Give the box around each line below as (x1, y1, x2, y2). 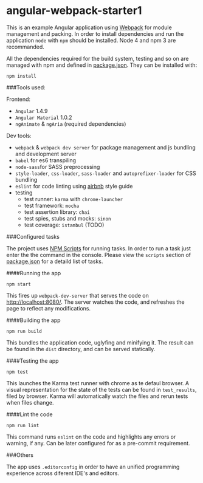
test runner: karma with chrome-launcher (24, 195, 123, 202)
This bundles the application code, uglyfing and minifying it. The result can (6, 338, 194, 346)
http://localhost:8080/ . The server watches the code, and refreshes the (6, 298, 185, 306)
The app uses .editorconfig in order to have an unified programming (6, 463, 180, 470)
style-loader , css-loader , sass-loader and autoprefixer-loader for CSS (15, 170, 196, 177)
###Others (6, 451, 33, 459)
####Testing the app (6, 357, 59, 365)
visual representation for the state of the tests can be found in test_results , (6, 386, 197, 393)
